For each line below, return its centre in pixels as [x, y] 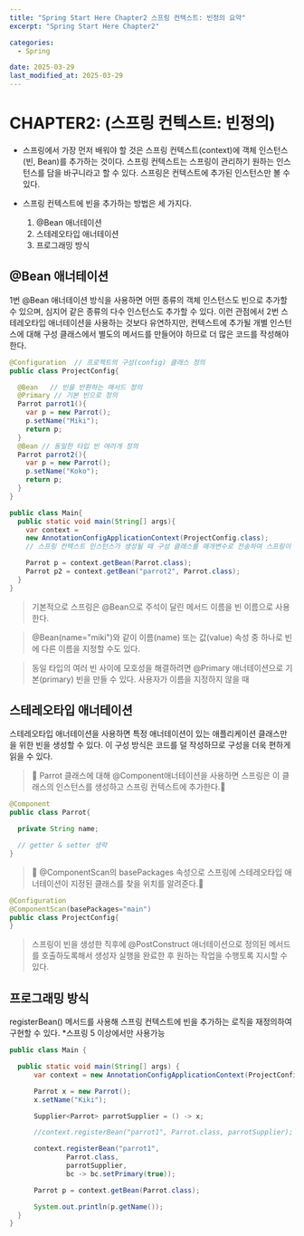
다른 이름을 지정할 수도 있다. [90, 648]
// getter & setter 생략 [62, 846]
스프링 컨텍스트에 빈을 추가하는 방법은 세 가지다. [107, 203]
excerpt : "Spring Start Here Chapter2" [85, 26]
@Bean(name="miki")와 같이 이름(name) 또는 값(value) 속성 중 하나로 [157, 637]
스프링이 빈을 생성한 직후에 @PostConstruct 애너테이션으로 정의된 [149, 944]
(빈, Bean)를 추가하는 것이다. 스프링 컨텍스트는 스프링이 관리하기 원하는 [148, 161]
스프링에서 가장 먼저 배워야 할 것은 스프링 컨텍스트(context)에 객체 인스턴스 [155, 149]
